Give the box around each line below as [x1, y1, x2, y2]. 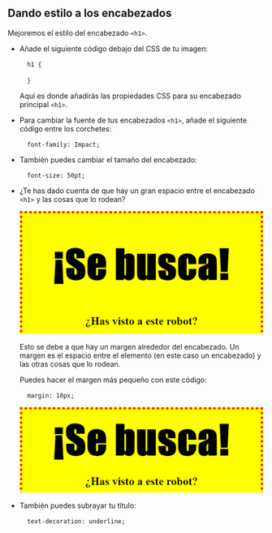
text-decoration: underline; [27, 518, 126, 526]
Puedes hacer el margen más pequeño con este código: [19, 375, 208, 385]
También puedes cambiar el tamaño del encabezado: [19, 154, 197, 165]
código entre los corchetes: [19, 123, 112, 133]
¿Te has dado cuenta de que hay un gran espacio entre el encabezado [19, 186, 255, 196]
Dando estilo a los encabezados [7, 6, 172, 20]
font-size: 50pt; [27, 171, 86, 179]
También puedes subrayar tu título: [19, 501, 136, 510]
